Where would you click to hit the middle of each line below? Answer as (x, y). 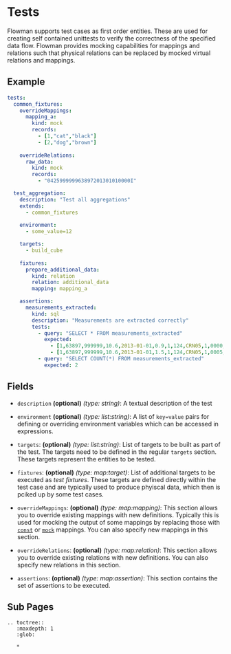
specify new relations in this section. (69, 565)
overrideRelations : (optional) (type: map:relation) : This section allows (117, 550)
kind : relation (54, 276)
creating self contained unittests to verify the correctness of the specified (112, 38)
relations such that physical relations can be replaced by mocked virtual (109, 53)
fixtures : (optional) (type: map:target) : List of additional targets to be (116, 472)
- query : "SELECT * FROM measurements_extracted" (110, 333)
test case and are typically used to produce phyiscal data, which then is (119, 487)
